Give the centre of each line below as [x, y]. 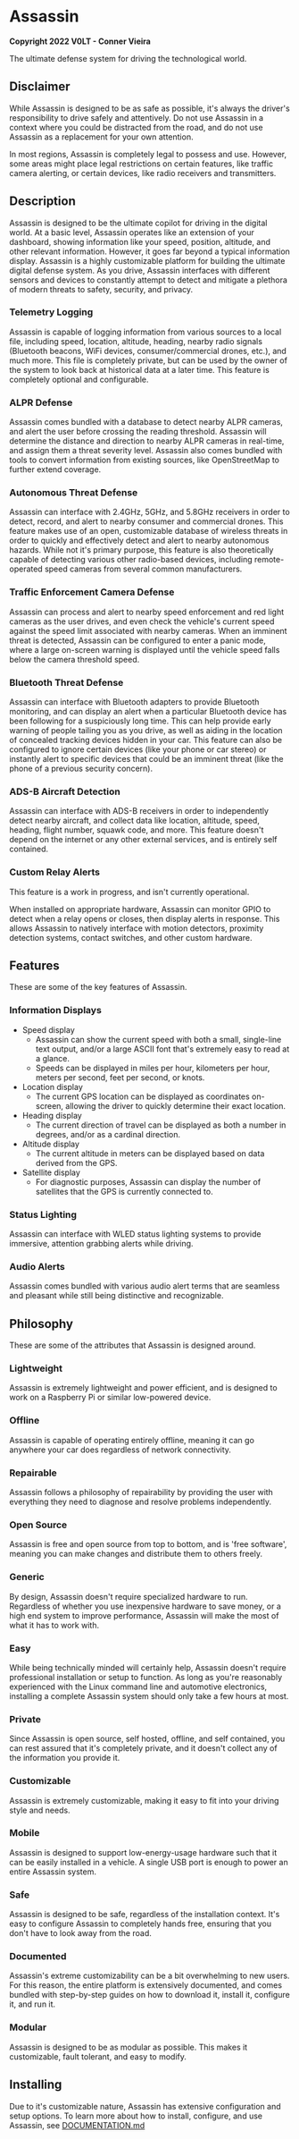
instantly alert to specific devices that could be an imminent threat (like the [146, 759]
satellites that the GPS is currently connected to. [124, 1191]
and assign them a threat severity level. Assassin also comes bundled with [146, 451]
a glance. [52, 1058]
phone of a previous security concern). [81, 769]
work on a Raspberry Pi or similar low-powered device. [110, 1398]
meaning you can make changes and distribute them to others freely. [136, 1554]
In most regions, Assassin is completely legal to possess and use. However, [148, 154]
